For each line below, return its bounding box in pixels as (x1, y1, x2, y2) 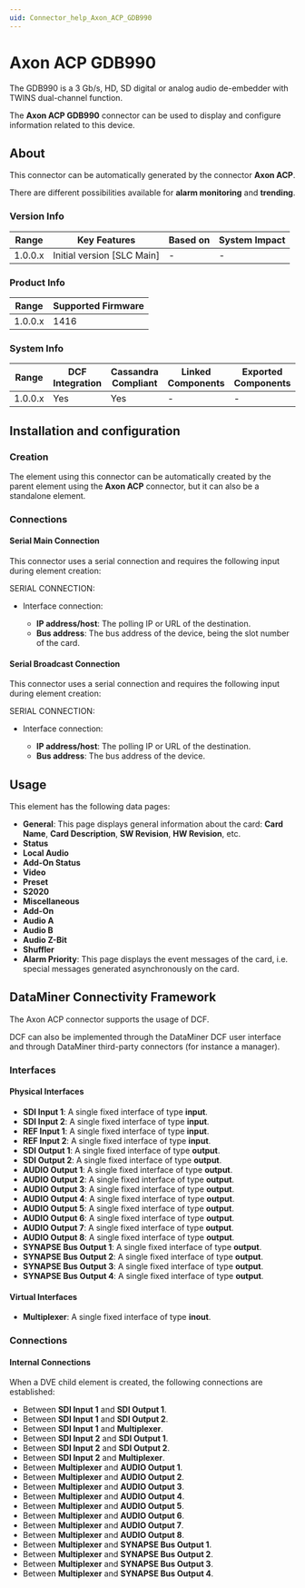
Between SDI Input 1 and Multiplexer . (22, 1424, 163, 1434)
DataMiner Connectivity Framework (9, 989, 216, 1005)
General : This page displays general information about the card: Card (22, 819, 284, 829)
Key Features (76, 233, 136, 246)
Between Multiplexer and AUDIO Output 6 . (22, 1510, 184, 1522)
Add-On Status (22, 858, 82, 868)
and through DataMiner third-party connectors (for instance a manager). (9, 1041, 280, 1052)
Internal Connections (9, 1356, 91, 1367)
